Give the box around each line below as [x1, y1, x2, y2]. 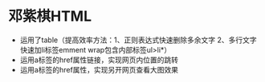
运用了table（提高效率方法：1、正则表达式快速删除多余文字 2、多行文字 [19, 35, 257, 45]
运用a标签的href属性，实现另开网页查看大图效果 [19, 64, 179, 74]
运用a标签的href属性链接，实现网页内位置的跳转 [19, 55, 179, 64]
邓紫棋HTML [8, 7, 92, 25]
